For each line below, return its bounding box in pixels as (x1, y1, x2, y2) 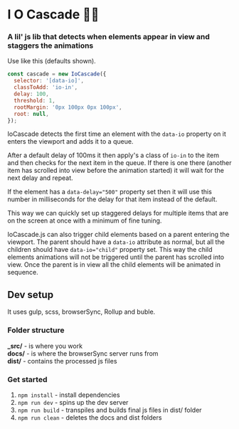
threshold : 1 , (14, 97, 55, 104)
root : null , (14, 110, 50, 117)
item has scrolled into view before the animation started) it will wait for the (7, 166, 224, 175)
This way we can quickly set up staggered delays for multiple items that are (7, 209, 229, 218)
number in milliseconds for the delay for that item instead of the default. (7, 195, 218, 203)
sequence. (7, 268, 39, 277)
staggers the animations (7, 41, 94, 51)
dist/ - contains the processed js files (7, 356, 117, 365)
